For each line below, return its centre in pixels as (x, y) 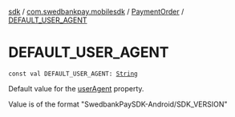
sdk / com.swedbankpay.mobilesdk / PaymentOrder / (96, 12)
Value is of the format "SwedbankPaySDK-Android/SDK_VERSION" (118, 104)
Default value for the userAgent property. (76, 88)
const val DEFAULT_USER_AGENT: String (73, 74)
